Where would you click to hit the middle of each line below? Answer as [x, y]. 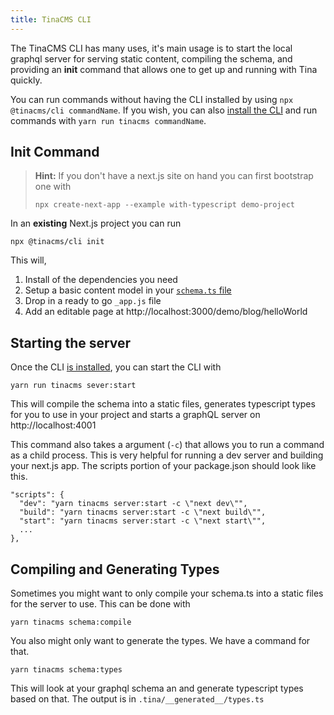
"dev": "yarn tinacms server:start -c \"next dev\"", [133, 504]
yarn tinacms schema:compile [71, 622]
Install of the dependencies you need [101, 280]
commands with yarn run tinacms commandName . [108, 120]
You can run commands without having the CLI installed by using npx [152, 99]
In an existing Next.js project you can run [96, 223]
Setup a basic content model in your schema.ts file [128, 290]
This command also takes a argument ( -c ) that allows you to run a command [167, 445]
